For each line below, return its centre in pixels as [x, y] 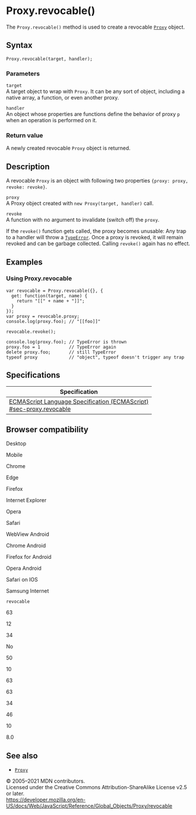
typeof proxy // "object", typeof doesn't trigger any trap [95, 357]
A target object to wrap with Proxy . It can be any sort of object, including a [96, 91]
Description [28, 166]
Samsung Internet [27, 591]
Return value [25, 135]
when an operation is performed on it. [52, 121]
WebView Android [28, 534]
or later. [15, 793]
